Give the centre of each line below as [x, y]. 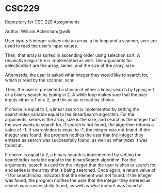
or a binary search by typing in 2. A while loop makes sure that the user [76, 95]
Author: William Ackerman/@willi [38, 31]
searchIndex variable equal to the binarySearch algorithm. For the [71, 160]
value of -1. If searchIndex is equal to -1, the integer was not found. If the [78, 129]
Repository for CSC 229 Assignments [42, 22]
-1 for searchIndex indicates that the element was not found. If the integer [79, 175]
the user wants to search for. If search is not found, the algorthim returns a [80, 125]
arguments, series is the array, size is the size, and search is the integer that [81, 119]
